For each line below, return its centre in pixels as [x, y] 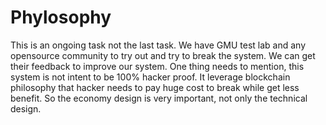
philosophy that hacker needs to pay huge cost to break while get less [155, 87]
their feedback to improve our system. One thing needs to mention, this [157, 66]
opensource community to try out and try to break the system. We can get [163, 55]
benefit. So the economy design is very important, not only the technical [159, 98]
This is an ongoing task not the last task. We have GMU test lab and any [158, 45]
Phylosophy [61, 17]
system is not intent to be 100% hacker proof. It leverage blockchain [150, 77]
